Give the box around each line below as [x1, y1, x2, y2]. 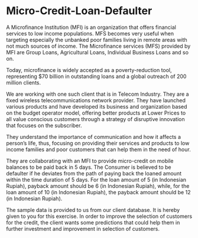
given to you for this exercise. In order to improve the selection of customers [6, 213, 193, 220]
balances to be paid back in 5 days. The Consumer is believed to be [6, 164, 171, 171]
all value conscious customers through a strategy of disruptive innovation [6, 115, 185, 122]
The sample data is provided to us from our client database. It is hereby [6, 206, 180, 213]
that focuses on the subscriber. [6, 122, 82, 129]
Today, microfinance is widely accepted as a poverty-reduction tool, [6, 66, 173, 73]
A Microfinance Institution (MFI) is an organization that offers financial [6, 24, 176, 31]
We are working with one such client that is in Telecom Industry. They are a [6, 90, 189, 97]
